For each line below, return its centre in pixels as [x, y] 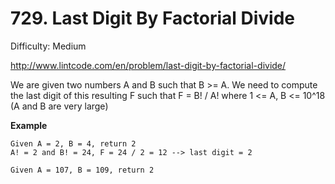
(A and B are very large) [59, 106]
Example [29, 125]
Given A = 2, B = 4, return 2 [73, 143]
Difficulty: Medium [48, 46]
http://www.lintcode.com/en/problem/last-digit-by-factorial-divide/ [148, 65]
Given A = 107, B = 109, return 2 [82, 170]
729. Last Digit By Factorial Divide [152, 18]
